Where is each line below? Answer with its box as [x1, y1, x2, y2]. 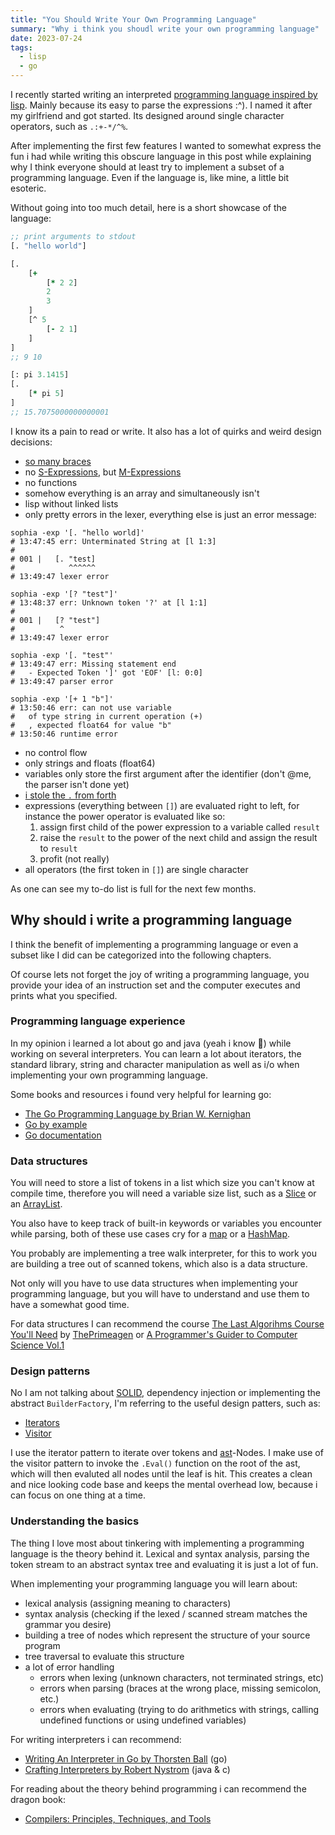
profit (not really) [39, 852, 110, 865]
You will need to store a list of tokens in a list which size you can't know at [10, 1177, 315, 1189]
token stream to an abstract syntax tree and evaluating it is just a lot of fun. [10, 1558, 319, 1570]
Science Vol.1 [10, 1339, 65, 1351]
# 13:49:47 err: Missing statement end [10, 659, 177, 669]
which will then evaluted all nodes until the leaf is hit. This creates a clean [10, 1468, 313, 1480]
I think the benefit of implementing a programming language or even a [10, 938, 299, 950]
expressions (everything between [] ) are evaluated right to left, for [24, 799, 300, 811]
